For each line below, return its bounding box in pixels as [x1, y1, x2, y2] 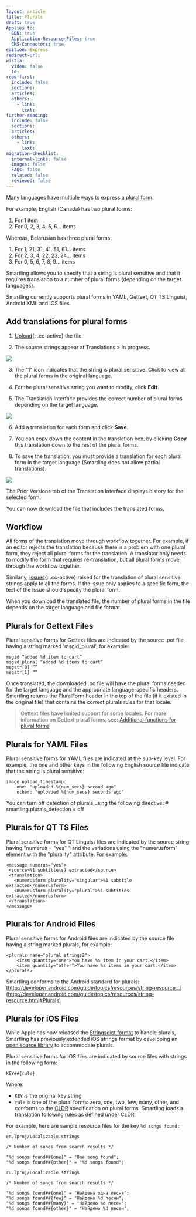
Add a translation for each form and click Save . [14, 423, 129, 430]
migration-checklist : [6, 150, 59, 156]
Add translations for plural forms [6, 316, 128, 326]
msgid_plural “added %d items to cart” [6, 659, 104, 665]
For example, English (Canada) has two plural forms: [6, 205, 133, 212]
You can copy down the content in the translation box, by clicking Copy [14, 435, 187, 442]
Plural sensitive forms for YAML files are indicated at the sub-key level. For [6, 755, 186, 762]
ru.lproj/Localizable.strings [6, 1169, 80, 1176]
